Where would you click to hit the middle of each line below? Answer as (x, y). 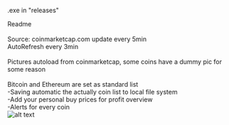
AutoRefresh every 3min (43, 47)
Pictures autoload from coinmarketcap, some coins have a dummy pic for (115, 62)
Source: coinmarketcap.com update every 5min (77, 39)
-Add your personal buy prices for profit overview (80, 99)
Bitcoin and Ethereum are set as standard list (73, 84)
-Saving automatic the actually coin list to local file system (92, 92)
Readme (20, 24)
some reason (27, 69)
